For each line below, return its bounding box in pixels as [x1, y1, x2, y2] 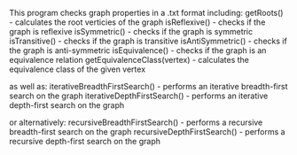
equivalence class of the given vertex [9, 64, 146, 74]
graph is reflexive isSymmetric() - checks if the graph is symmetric [9, 27, 254, 36]
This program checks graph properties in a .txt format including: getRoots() [9, 8, 284, 18]
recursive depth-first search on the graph [9, 136, 161, 146]
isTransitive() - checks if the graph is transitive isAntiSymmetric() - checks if [9, 35, 288, 46]
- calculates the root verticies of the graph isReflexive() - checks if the [9, 17, 266, 27]
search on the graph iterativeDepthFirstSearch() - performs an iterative [9, 90, 269, 101]
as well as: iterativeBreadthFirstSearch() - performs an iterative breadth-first [9, 81, 288, 91]
